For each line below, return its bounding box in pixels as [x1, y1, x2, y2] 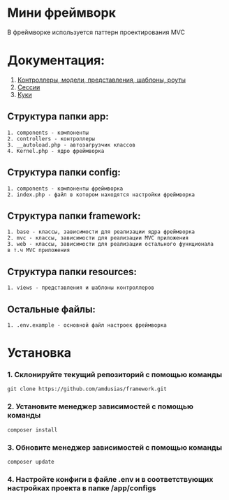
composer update [7, 459, 54, 466]
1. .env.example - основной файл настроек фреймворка [7, 321, 168, 329]
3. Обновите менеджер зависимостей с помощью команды [7, 442, 222, 452]
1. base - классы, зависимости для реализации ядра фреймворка [7, 228, 195, 235]
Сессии [17, 82, 40, 91]
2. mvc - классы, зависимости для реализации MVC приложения [7, 235, 189, 242]
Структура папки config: [7, 166, 121, 179]
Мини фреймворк [7, 5, 117, 21]
